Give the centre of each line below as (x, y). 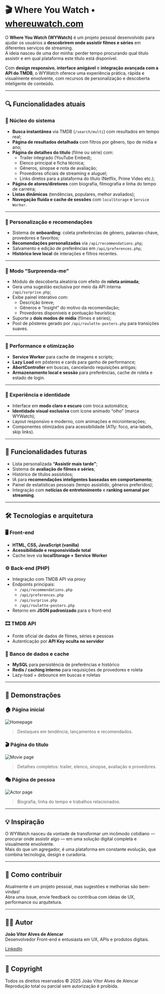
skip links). (23, 432)
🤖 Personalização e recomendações (49, 222)
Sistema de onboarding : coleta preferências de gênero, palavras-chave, (85, 233)
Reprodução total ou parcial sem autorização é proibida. (62, 986)
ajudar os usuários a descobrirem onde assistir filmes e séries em (73, 42)
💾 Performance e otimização (40, 346)
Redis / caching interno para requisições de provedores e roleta (77, 670)
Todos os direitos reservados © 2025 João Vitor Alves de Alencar (72, 981)
